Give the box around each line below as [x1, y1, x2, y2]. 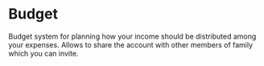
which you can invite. [8, 48, 79, 58]
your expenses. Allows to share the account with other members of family [8, 39, 254, 49]
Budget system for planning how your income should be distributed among [8, 31, 257, 41]
